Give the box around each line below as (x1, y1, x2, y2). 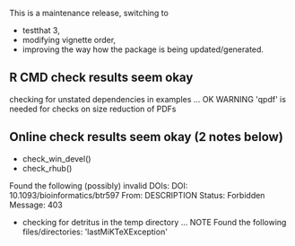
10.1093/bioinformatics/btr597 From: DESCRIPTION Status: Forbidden (9, 189, 265, 200)
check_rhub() (22, 163, 73, 173)
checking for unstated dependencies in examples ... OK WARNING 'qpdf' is (9, 93, 287, 104)
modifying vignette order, (22, 35, 117, 45)
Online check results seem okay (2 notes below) (9, 129, 284, 145)
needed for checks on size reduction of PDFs (9, 103, 177, 114)
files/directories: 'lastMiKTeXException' (22, 226, 169, 237)
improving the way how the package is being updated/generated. (22, 44, 265, 55)
